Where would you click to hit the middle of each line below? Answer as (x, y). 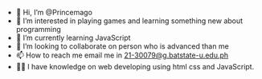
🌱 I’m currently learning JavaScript (73, 38)
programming (39, 29)
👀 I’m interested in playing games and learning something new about (129, 21)
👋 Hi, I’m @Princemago (54, 12)
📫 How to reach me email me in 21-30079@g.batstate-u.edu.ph (122, 55)
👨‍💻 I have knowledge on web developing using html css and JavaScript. (135, 67)
